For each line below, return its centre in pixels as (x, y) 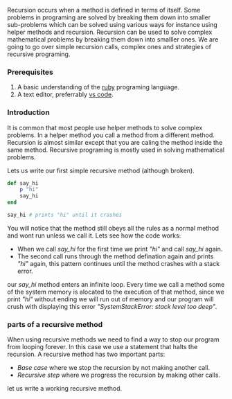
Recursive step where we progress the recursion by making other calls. (118, 375)
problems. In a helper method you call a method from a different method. (111, 135)
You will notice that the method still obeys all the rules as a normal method (113, 228)
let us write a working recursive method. (65, 389)
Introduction (28, 112)
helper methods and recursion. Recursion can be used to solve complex (110, 32)
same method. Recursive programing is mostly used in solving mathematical (116, 150)
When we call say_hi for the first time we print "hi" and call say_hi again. (120, 249)
